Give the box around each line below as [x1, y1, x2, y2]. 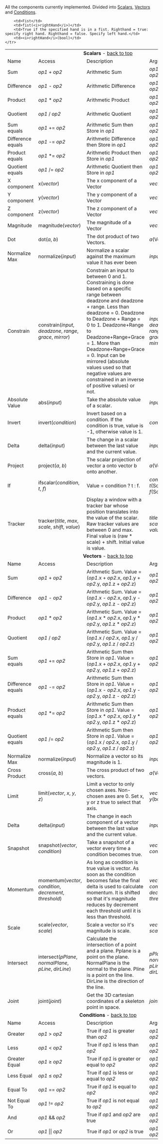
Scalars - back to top [83, 50, 133, 56]
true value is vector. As [86, 865, 139, 871]
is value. [86, 545, 106, 551]
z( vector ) [38, 208, 60, 215]
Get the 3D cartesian [86, 992, 134, 998]
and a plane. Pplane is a [86, 948, 141, 954]
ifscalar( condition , [38, 479, 80, 486]
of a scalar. [86, 402, 113, 409]
